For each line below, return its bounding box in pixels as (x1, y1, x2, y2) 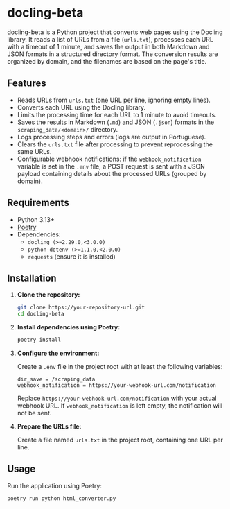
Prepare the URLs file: (17, 422, 82, 431)
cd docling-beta (17, 311, 64, 318)
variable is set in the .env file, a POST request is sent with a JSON (17, 162, 206, 171)
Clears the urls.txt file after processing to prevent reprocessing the (17, 140, 213, 148)
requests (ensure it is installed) (27, 252, 116, 261)
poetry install (17, 336, 62, 344)
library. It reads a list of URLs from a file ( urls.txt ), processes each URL (7, 35, 213, 43)
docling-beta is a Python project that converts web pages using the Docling (7, 28, 223, 36)
